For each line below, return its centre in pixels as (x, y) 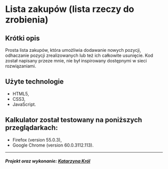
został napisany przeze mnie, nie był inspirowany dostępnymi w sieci (76, 61)
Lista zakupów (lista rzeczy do (70, 9)
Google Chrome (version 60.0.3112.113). (53, 145)
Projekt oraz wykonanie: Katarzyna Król (48, 161)
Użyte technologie (34, 82)
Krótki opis (22, 38)
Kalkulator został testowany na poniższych (74, 120)
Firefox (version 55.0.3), (37, 140)
